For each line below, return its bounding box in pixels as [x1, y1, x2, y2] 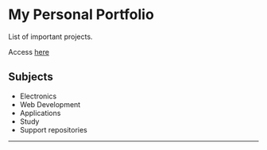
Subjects [8, 70, 53, 84]
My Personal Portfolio [8, 6, 155, 24]
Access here [8, 47, 50, 56]
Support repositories [19, 125, 87, 134]
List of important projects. [8, 32, 93, 41]
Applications [19, 108, 61, 117]
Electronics [19, 91, 57, 101]
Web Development [19, 99, 81, 109]
